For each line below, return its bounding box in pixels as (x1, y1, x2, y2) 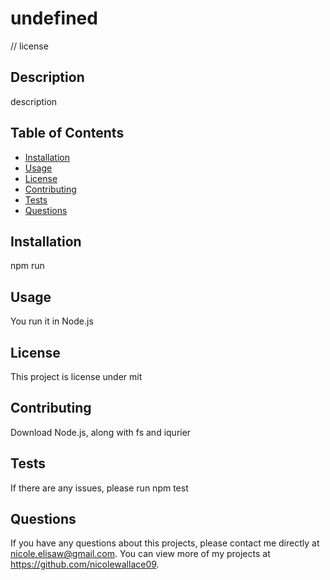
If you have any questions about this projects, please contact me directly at (10, 537, 320, 549)
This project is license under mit (10, 371, 143, 382)
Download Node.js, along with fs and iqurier (10, 426, 192, 438)
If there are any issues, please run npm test (10, 482, 189, 494)
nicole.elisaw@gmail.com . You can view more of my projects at (10, 548, 271, 560)
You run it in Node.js (10, 315, 94, 327)
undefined (10, 7, 98, 30)
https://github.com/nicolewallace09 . (10, 558, 160, 571)
